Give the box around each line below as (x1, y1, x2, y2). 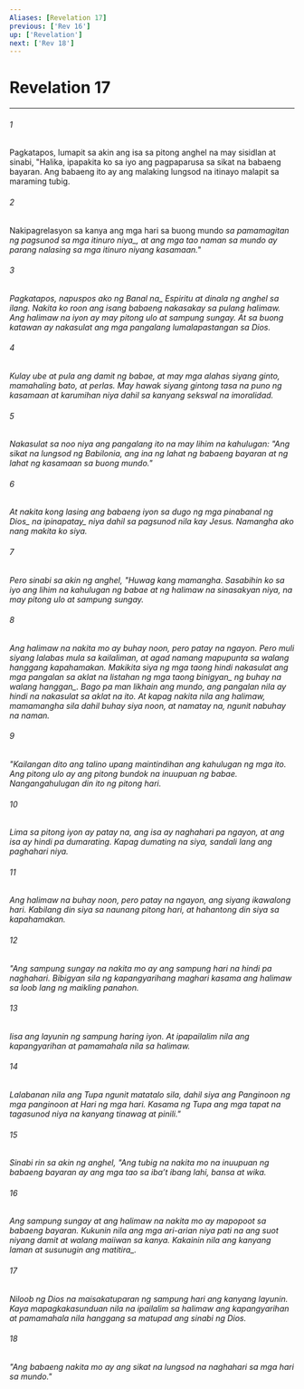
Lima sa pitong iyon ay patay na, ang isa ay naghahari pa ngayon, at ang (9, 827, 285, 838)
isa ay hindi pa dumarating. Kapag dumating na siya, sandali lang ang (9, 837, 273, 848)
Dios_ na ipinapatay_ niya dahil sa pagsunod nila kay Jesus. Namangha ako (9, 516, 294, 527)
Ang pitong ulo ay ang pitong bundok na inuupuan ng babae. (9, 769, 238, 780)
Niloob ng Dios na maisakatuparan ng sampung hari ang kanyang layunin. (9, 1293, 289, 1304)
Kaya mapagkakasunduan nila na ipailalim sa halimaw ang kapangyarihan (9, 1303, 290, 1314)
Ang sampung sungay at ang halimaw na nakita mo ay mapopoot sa (9, 1215, 267, 1227)
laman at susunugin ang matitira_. (9, 1244, 138, 1255)
